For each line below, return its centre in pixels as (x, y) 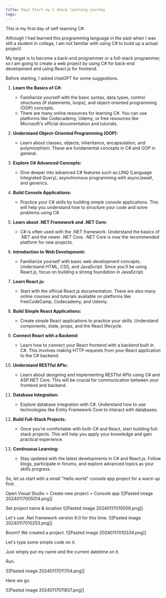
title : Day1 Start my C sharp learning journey (56, 10)
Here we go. (18, 580)
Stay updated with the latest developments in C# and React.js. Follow (90, 458)
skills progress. (36, 469)
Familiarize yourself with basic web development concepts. (81, 261)
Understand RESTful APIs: (40, 365)
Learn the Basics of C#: (37, 87)
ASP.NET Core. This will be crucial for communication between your (89, 380)
